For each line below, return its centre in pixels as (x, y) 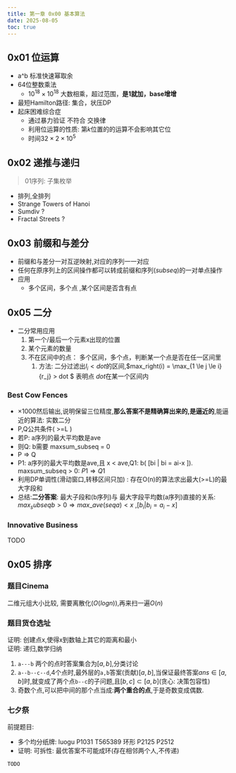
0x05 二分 (30, 312)
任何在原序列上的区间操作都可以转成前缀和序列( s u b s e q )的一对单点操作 (120, 270)
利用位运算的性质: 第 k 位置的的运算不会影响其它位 (99, 129)
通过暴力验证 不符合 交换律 (67, 120)
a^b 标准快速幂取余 (45, 76)
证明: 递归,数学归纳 (35, 649)
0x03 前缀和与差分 (48, 243)
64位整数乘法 (37, 85)
